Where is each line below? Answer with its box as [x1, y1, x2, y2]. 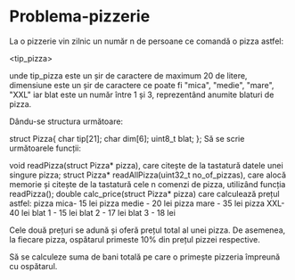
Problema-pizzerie [9, 6, 151, 27]
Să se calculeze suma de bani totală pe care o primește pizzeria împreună [9, 251, 281, 262]
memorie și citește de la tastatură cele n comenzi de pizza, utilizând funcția [9, 178, 286, 189]
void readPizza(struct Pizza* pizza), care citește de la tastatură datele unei [9, 160, 283, 170]
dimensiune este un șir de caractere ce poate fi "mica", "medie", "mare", [9, 79, 275, 90]
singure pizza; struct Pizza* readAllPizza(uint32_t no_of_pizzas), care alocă [9, 169, 287, 180]
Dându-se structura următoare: [9, 116, 123, 127]
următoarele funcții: [9, 143, 82, 153]
